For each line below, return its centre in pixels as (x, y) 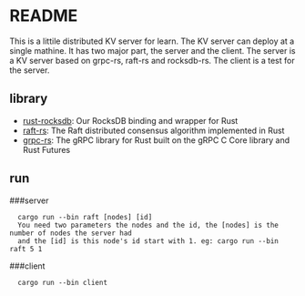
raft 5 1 (26, 249)
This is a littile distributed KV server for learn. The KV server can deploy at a (152, 41)
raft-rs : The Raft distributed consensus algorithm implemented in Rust (153, 130)
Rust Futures (46, 149)
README (44, 16)
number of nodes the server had (71, 233)
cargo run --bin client (62, 282)
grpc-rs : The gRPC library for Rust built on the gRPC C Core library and (156, 140)
